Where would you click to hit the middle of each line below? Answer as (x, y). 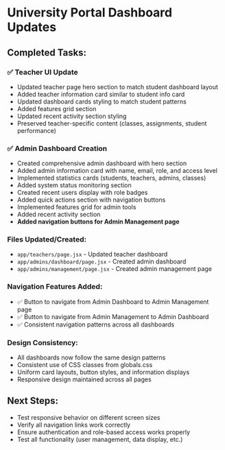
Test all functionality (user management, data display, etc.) (100, 439)
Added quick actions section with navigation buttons (91, 200)
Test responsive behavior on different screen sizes (88, 417)
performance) (37, 130)
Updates (32, 27)
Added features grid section (57, 108)
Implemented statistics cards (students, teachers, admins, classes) (111, 178)
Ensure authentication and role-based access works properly (104, 432)
